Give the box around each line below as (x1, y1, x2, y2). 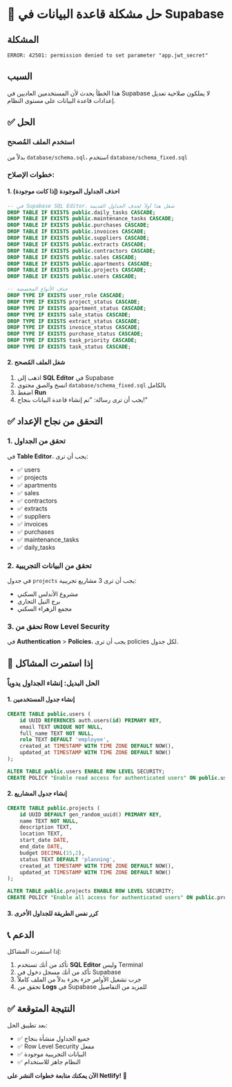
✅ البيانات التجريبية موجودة (17, 1050, 86, 1059)
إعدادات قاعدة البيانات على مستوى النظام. (7, 96, 116, 104)
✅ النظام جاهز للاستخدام (17, 1058, 81, 1066)
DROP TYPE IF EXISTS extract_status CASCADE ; (7, 318, 140, 325)
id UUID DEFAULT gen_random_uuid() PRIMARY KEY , (19, 811, 162, 818)
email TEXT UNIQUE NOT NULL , (19, 723, 104, 731)
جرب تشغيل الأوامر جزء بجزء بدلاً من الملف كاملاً (17, 975, 142, 983)
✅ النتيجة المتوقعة (7, 1003, 75, 1014)
